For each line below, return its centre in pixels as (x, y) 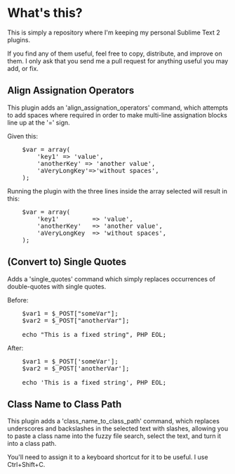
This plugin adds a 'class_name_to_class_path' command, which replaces (113, 421)
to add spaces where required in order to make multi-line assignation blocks (117, 115)
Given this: (23, 136)
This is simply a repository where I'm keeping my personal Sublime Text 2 (114, 32)
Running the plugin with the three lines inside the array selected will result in (117, 191)
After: (15, 348)
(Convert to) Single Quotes (67, 262)
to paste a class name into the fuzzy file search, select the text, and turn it (114, 436)
